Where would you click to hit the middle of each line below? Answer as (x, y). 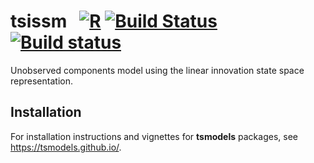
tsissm (39, 21)
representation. (41, 81)
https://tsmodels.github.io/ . (66, 147)
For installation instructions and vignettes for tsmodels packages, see (154, 136)
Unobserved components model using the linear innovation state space (157, 70)
